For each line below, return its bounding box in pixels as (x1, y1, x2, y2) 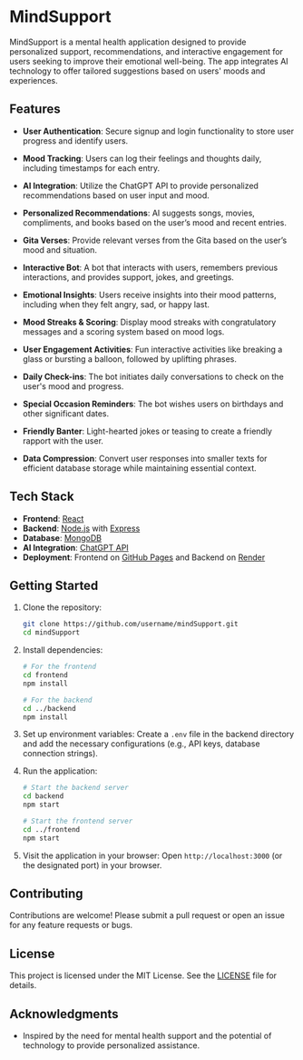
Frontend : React (22, 513, 84, 524)
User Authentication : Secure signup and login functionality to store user (22, 125, 295, 136)
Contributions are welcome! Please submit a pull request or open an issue (9, 910, 286, 921)
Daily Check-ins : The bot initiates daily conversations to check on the (22, 371, 284, 382)
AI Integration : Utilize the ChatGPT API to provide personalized (22, 180, 259, 191)
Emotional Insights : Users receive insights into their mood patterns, (22, 289, 277, 300)
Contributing (9, 886, 83, 902)
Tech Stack (9, 489, 74, 505)
